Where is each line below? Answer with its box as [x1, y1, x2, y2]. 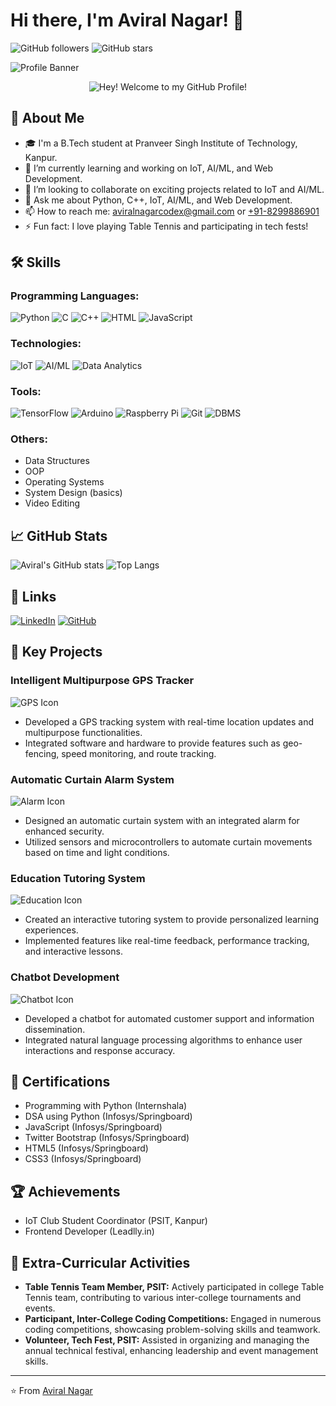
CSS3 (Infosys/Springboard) [24, 1153, 142, 1165]
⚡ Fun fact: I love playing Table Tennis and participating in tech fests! [24, 220, 309, 232]
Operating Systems [24, 476, 105, 488]
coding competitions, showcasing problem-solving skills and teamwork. [24, 1323, 321, 1335]
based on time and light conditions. [24, 846, 170, 858]
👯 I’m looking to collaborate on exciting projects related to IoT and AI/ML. [24, 183, 325, 195]
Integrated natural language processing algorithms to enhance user [24, 1034, 303, 1046]
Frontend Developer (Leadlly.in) [24, 1225, 155, 1238]
